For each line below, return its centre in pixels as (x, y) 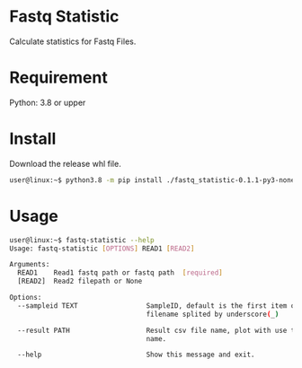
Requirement (58, 78)
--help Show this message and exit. (136, 355)
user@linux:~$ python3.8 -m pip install (86, 180)
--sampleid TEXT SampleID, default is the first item (152, 306)
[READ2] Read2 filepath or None (80, 281)
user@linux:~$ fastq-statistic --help (82, 240)
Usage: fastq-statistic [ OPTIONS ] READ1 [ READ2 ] (102, 249)
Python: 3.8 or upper (48, 102)
